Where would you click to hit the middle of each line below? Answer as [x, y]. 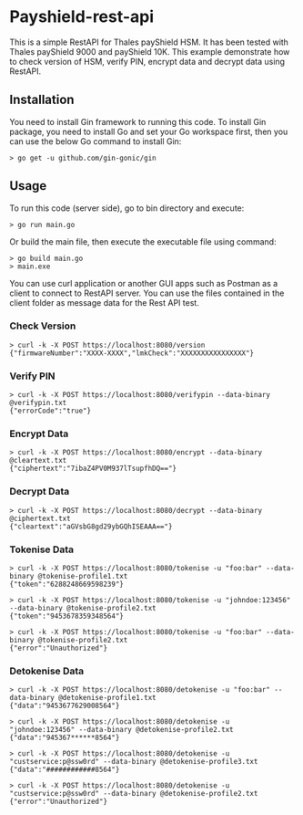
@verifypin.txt [38, 403]
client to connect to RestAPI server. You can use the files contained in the [147, 293]
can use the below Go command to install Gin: [96, 141]
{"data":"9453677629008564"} [65, 706]
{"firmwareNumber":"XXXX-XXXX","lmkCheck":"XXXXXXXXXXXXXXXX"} [132, 353]
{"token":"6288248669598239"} [67, 585]
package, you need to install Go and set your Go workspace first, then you [149, 131]
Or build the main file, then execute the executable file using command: [143, 241]
